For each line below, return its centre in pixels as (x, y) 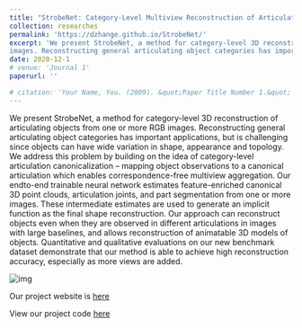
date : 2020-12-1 (40, 59)
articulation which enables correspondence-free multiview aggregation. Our (150, 175)
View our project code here (60, 313)
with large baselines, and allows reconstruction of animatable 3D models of (149, 232)
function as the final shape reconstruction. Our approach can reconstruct (145, 213)
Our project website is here (59, 296)
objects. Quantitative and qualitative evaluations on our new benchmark (142, 242)
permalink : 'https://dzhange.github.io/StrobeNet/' (108, 34)
